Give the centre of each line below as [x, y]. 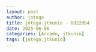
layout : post [22, 12]
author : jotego [25, 17]
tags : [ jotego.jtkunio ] [36, 39]
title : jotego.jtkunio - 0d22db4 [48, 23]
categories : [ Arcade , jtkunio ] [45, 34]
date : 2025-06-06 [28, 28]
